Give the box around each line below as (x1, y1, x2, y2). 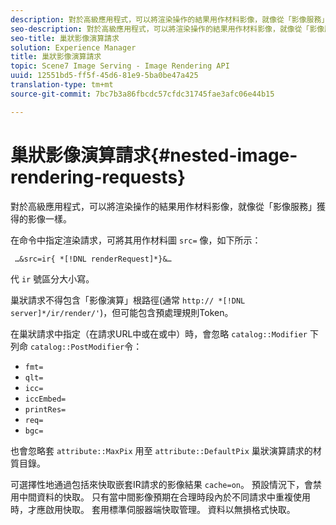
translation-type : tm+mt (10, 80, 114, 90)
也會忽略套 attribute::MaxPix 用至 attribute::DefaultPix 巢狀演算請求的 (10, 444, 313, 456)
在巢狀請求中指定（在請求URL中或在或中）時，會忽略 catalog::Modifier (10, 327, 308, 340)
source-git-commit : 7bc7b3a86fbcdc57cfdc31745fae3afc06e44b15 (10, 89, 275, 99)
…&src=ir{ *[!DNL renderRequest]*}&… (14, 254, 172, 264)
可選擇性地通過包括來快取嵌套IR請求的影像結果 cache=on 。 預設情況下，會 (10, 478, 313, 490)
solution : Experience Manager (10, 42, 137, 53)
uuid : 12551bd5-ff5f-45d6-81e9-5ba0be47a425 (10, 71, 199, 81)
